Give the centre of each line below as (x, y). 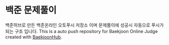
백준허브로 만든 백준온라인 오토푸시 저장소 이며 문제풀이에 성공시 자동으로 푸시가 (84, 25)
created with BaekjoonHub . (34, 37)
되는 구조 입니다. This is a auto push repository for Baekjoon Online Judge (82, 31)
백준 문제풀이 (31, 10)
